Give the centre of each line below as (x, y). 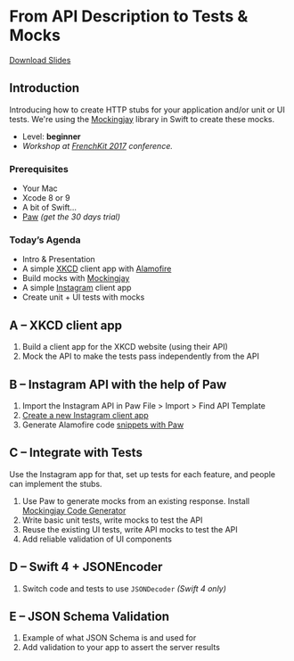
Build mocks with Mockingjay (76, 278)
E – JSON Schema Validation (90, 616)
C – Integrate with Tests (76, 453)
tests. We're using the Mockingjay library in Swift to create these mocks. (142, 119)
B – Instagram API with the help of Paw (118, 384)
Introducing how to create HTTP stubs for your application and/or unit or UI (147, 110)
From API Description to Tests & (129, 17)
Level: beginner (52, 136)
